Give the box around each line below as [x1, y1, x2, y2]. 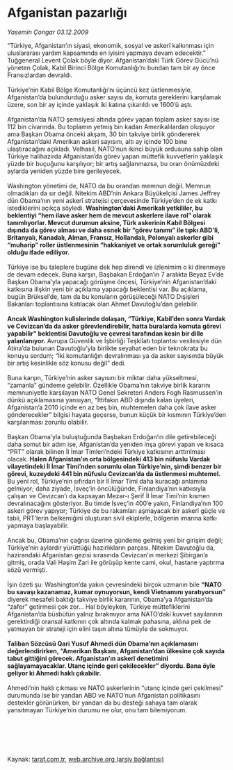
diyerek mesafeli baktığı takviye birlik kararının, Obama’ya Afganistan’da [7, 595, 214, 603]
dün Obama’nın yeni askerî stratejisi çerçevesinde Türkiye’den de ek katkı [7, 196, 218, 204]
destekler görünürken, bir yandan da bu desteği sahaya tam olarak [7, 698, 198, 707]
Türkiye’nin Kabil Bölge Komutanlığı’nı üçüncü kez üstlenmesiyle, [7, 85, 193, 94]
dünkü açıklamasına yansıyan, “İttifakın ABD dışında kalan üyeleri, [7, 395, 195, 404]
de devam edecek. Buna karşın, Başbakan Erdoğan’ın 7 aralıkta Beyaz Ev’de [7, 270, 224, 279]
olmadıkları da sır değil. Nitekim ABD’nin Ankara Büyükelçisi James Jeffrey [7, 189, 220, 197]
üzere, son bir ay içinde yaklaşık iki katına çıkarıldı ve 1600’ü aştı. [7, 100, 193, 108]
